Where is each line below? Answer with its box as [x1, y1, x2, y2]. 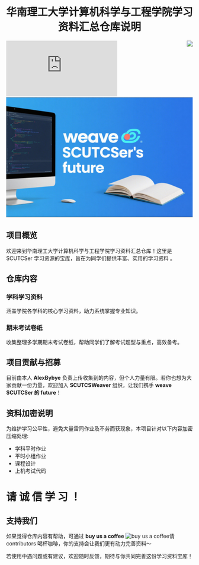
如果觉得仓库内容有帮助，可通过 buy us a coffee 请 [6, 532, 175, 540]
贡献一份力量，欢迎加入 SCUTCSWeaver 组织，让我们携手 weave [11, 382, 172, 389]
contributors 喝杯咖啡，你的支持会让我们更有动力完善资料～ [6, 540, 152, 547]
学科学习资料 [6, 293, 43, 301]
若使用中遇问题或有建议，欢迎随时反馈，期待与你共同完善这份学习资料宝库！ [6, 553, 193, 560]
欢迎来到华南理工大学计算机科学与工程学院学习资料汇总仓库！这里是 [6, 247, 172, 254]
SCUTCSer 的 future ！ [6, 389, 62, 396]
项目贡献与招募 [6, 357, 61, 367]
